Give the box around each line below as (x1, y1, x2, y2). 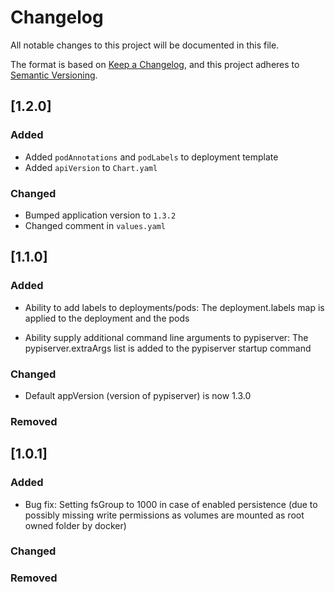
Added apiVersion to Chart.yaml (24, 161, 158, 173)
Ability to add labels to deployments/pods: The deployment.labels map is (24, 301, 325, 313)
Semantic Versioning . (10, 69, 98, 81)
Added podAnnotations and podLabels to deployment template (24, 151, 279, 163)
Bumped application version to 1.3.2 (24, 209, 177, 221)
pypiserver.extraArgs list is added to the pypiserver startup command (24, 342, 312, 354)
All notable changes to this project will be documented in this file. (10, 39, 280, 51)
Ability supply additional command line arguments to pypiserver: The (24, 331, 309, 343)
